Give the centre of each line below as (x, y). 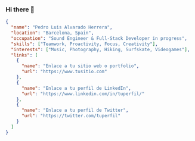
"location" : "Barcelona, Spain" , (52, 33)
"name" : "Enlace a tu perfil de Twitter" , (75, 110)
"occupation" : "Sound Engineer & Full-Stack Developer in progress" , (99, 38)
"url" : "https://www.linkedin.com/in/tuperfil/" (83, 94)
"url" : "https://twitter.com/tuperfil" (71, 116)
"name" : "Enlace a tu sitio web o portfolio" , (80, 66)
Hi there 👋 (20, 10)
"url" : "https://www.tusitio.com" (64, 72)
